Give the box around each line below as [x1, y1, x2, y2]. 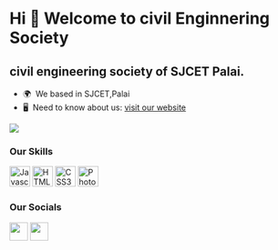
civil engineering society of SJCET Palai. [9, 64, 244, 79]
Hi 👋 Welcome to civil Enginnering [9, 8, 271, 29]
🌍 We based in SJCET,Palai [22, 88, 130, 99]
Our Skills [9, 145, 53, 157]
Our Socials [9, 201, 62, 214]
